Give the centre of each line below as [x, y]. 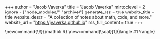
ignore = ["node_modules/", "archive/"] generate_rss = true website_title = [80, 12]
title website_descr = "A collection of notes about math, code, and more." [79, 17]
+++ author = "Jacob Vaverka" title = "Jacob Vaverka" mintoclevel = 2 [75, 7]
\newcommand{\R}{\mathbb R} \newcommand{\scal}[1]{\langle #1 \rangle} [80, 32]
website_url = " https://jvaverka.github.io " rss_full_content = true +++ [74, 22]
